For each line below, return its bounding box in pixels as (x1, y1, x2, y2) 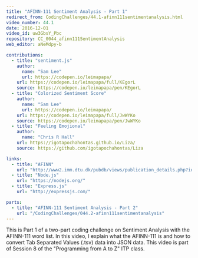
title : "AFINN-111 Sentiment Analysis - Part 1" (6, 8, 128, 15)
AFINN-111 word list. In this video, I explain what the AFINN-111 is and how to (6, 233, 190, 240)
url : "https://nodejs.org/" (16, 178, 85, 184)
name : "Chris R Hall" (21, 134, 75, 140)
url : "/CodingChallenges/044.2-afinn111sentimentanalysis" (16, 210, 165, 216)
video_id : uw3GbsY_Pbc (6, 31, 62, 37)
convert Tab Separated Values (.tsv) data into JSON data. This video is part (6, 239, 189, 246)
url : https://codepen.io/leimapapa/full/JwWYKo (16, 113, 136, 118)
